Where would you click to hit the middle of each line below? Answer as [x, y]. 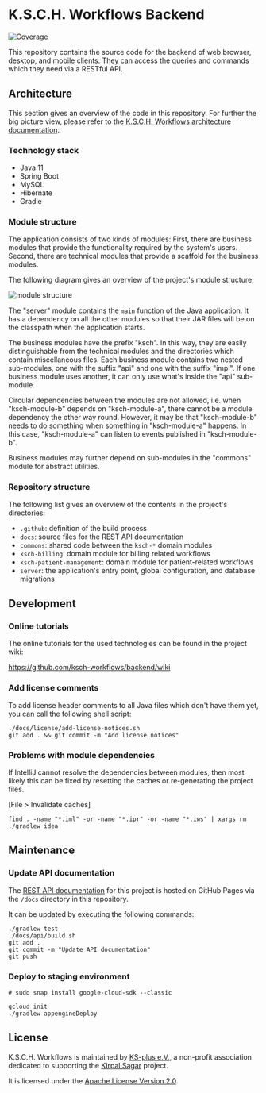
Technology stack [44, 150]
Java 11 [31, 167]
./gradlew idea [33, 826]
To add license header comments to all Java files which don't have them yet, [133, 705]
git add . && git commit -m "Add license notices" [94, 735]
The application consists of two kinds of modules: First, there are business [130, 239]
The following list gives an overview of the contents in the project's [118, 504]
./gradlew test [33, 929]
